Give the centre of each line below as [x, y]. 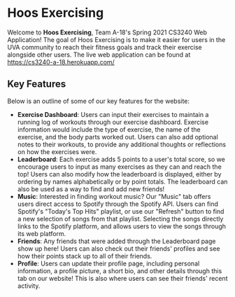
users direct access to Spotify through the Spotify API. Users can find [118, 204]
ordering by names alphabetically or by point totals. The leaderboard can [122, 181]
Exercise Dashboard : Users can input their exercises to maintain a [113, 114]
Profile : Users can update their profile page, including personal [108, 263]
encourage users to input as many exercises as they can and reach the [119, 167]
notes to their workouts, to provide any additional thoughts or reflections [121, 144]
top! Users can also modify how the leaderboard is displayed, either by [119, 174]
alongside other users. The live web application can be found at [99, 55]
